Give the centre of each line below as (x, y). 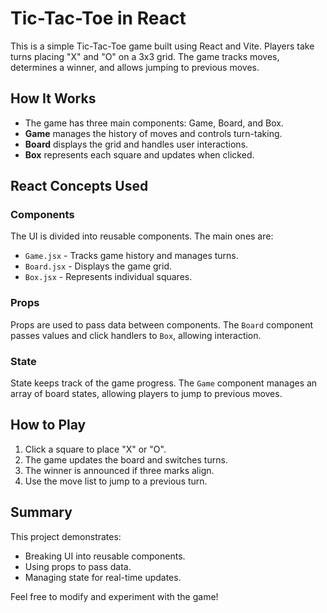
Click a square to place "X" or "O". (95, 449)
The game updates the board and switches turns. (126, 459)
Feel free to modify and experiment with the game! (114, 596)
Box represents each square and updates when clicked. (139, 154)
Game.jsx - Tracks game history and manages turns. (131, 256)
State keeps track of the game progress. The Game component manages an (164, 383)
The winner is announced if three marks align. (119, 470)
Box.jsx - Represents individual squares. (108, 277)
